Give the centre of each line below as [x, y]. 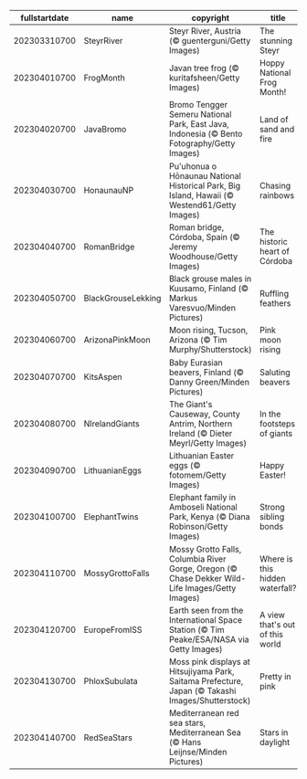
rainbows [277, 195]
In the [270, 414]
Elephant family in [202, 498]
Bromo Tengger [198, 105]
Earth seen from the [206, 610]
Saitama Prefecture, [206, 681]
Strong [272, 507]
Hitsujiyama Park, [201, 671]
